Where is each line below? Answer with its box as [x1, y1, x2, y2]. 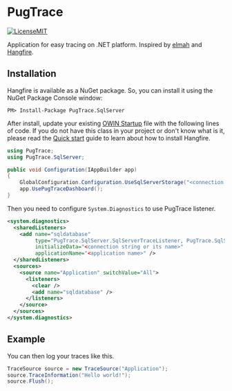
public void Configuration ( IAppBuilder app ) [7, 166, 137, 173]
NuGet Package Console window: [7, 93, 103, 102]
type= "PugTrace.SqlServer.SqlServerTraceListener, [35, 237, 184, 244]
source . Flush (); [7, 378, 54, 385]
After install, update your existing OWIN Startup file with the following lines [7, 119, 220, 127]
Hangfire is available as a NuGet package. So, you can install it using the [7, 86, 213, 94]
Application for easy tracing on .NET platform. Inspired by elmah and [7, 40, 202, 48]
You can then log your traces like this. [7, 352, 115, 360]
